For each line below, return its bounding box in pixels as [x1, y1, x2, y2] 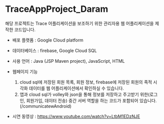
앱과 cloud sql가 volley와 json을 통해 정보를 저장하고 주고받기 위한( [19, 91, 150, 97]
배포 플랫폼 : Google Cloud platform [12, 37, 84, 43]
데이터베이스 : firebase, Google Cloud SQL [12, 47, 97, 53]
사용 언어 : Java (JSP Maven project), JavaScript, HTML [12, 58, 125, 64]
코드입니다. [14, 26, 36, 33]
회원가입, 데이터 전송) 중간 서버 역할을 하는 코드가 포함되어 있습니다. [26, 97, 157, 103]
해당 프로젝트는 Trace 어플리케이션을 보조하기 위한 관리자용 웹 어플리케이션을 [5, 20, 154, 26]
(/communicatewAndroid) [19, 103, 72, 109]
